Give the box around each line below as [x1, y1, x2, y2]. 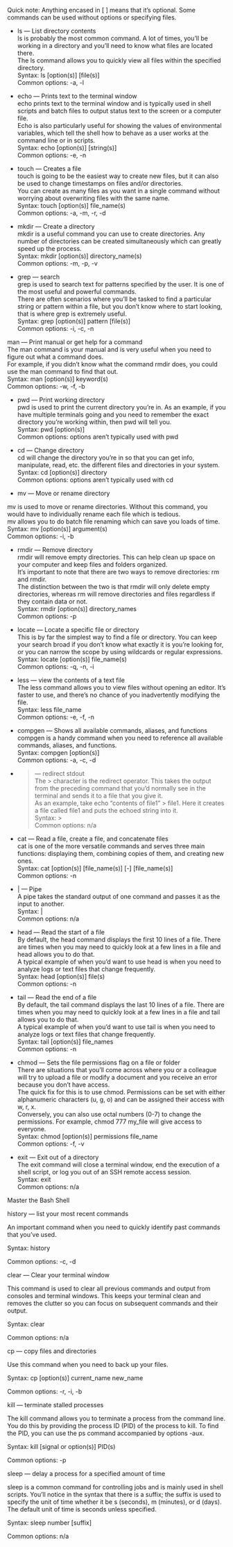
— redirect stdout [34, 770, 85, 777]
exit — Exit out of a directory [17, 1153, 99, 1161]
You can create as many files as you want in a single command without [17, 187, 220, 195]
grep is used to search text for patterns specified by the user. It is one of [17, 280, 225, 288]
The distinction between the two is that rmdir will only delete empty [17, 583, 210, 590]
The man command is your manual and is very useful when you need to [7, 346, 212, 353]
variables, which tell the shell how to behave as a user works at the [17, 129, 209, 137]
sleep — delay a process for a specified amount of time [7, 1470, 166, 1477]
